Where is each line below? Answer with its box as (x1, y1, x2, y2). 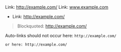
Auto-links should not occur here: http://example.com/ (5, 33, 117, 38)
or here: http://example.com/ (5, 42, 68, 47)
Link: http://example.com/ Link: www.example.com (5, 4, 109, 10)
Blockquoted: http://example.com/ (17, 23, 87, 29)
